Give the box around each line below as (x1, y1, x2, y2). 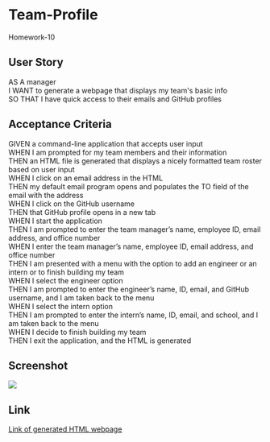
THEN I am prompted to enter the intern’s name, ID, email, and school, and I (8, 310, 259, 320)
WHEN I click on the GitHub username (8, 199, 135, 209)
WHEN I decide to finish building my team (8, 327, 147, 337)
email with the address (8, 190, 84, 200)
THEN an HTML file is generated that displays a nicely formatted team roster (8, 155, 262, 166)
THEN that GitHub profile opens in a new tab (8, 207, 156, 217)
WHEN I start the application (8, 216, 103, 225)
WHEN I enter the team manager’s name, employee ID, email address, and (8, 242, 254, 251)
